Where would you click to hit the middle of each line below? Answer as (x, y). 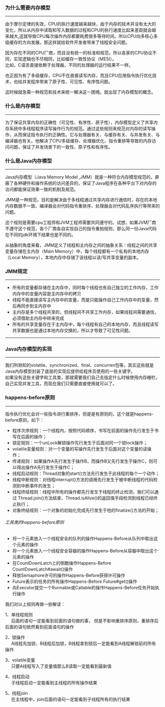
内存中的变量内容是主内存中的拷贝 (47, 294)
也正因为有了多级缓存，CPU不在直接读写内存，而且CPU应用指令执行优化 (79, 76)
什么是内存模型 (23, 106)
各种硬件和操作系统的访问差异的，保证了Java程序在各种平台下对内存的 (85, 183)
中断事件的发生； (38, 486)
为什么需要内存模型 (28, 7)
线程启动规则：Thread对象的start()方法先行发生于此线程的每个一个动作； (86, 473)
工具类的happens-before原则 (35, 522)
